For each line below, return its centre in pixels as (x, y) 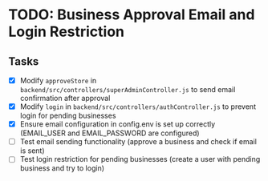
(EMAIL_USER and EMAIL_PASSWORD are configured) (110, 133)
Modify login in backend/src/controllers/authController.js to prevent (138, 107)
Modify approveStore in (58, 80)
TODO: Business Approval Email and (132, 15)
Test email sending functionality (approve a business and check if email (138, 142)
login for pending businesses (68, 116)
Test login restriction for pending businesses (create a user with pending (140, 159)
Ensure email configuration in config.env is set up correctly (118, 124)
